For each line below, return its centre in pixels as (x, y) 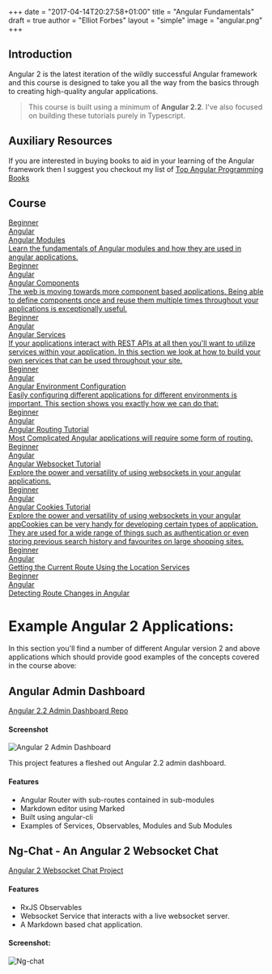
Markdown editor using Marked (72, 808)
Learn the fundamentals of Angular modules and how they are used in (125, 249)
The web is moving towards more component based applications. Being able (136, 292)
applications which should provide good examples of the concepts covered (134, 657)
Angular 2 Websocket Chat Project (66, 870)
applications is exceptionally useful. (68, 309)
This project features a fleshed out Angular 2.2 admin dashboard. (117, 763)
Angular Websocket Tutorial (55, 464)
